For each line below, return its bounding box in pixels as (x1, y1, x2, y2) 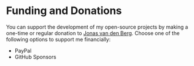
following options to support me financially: (6, 36, 111, 43)
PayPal (14, 47, 32, 54)
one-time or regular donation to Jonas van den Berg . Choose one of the (6, 29, 180, 36)
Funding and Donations (6, 4, 122, 18)
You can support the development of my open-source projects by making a (6, 23, 188, 30)
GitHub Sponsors (14, 53, 57, 60)
